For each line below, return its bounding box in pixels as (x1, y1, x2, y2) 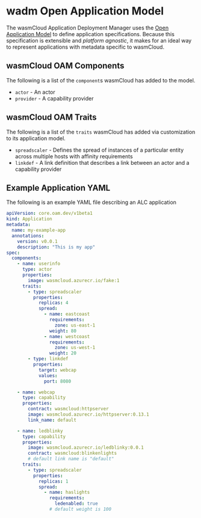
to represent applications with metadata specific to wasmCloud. (6, 43, 164, 51)
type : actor (22, 267, 52, 273)
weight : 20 (49, 350, 77, 356)
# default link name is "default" (28, 456, 114, 462)
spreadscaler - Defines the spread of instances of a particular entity (14, 146, 184, 153)
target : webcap (38, 367, 77, 373)
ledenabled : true (54, 501, 98, 507)
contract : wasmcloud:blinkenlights (28, 450, 117, 457)
